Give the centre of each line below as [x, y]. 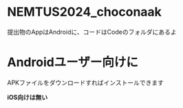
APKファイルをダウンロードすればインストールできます [85, 83]
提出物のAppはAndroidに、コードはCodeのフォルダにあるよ [92, 32]
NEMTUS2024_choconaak [84, 12]
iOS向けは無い [28, 97]
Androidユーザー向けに [73, 62]
